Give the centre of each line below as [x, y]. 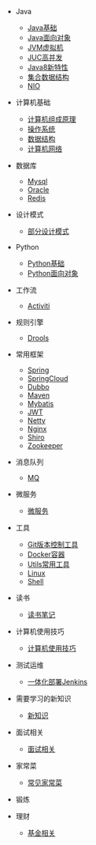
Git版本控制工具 [53, 544]
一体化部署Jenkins [57, 682]
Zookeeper [45, 445]
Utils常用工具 [48, 564]
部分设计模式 [48, 231]
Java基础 [42, 28]
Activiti [39, 306]
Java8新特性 [48, 67]
